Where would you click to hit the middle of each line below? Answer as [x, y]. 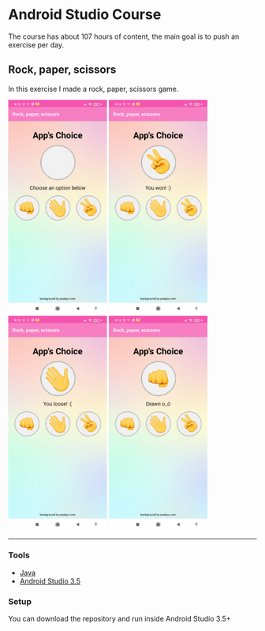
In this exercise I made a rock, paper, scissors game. [93, 89]
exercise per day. [36, 44]
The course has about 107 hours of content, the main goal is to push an [124, 36]
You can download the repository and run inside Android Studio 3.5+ [119, 619]
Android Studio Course [85, 15]
